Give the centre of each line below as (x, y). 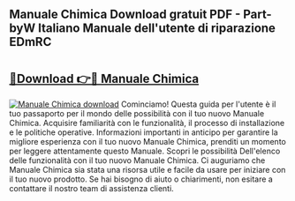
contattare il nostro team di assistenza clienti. (91, 188)
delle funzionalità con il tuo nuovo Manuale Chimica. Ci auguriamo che (137, 160)
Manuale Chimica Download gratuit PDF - (125, 15)
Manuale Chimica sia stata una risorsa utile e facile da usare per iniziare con (147, 170)
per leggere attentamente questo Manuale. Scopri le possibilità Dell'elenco (145, 151)
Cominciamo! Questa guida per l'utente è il (198, 104)
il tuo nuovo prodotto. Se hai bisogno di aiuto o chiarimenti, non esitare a (141, 179)
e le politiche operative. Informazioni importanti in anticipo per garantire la (144, 132)
